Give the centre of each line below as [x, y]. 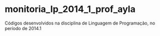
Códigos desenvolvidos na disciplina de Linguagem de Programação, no [80, 23]
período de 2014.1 [23, 28]
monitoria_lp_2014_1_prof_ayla [70, 9]
